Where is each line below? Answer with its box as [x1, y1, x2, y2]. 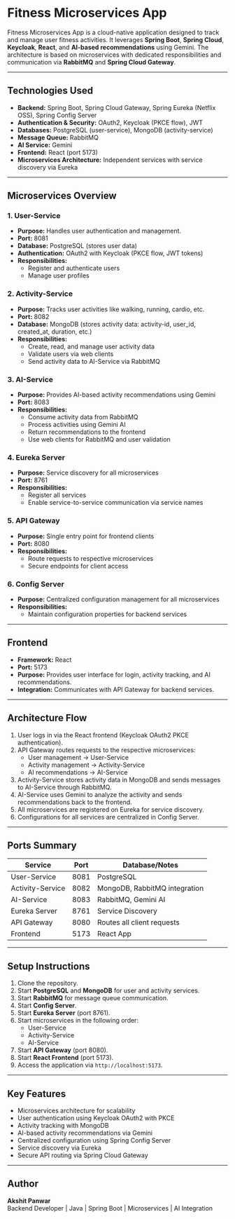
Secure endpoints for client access [27, 561, 129, 570]
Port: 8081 [17, 234, 48, 243]
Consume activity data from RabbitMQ [27, 413, 138, 421]
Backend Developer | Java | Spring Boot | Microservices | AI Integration [7, 1204, 213, 1212]
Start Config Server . [17, 1001, 77, 1010]
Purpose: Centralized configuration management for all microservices [17, 594, 220, 604]
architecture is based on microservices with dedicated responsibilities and [7, 50, 222, 59]
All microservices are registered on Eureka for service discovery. [17, 805, 204, 814]
